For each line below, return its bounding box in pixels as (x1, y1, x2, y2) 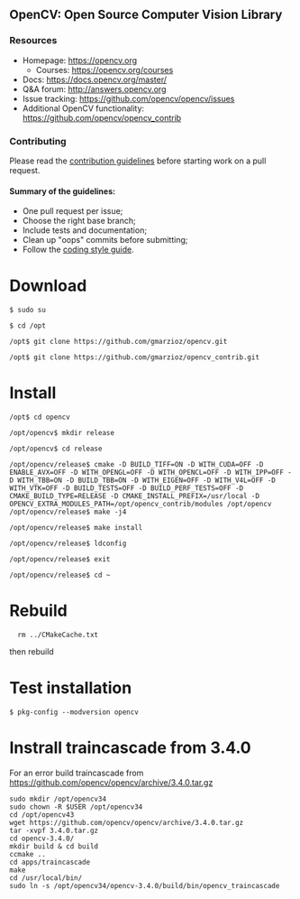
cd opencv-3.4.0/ (9, 834, 75, 843)
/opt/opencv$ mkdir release (9, 429, 115, 438)
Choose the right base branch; (22, 216, 137, 227)
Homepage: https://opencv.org (22, 54, 138, 66)
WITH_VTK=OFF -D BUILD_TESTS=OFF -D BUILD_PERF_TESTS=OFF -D (9, 484, 244, 493)
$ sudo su (9, 306, 47, 315)
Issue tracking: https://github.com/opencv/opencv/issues (22, 93, 235, 104)
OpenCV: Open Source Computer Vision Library (9, 7, 283, 23)
